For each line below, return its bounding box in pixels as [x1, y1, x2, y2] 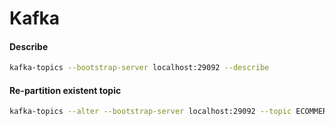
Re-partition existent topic [9, 84, 122, 96]
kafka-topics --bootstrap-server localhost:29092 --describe [9, 63, 270, 73]
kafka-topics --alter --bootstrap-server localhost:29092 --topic [9, 107, 292, 117]
